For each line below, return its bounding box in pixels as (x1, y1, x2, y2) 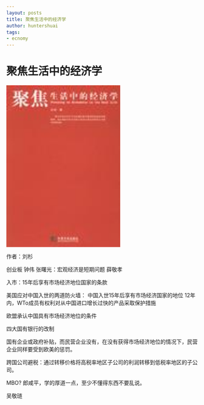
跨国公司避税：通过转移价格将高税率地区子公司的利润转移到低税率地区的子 (6, 358, 192, 365)
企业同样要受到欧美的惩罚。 (6, 345, 76, 353)
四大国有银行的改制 (6, 325, 55, 332)
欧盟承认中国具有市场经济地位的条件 (6, 312, 97, 319)
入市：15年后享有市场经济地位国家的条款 (6, 278, 107, 286)
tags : (6, 29, 20, 35)
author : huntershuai (6, 23, 59, 29)
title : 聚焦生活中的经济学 (6, 16, 67, 23)
